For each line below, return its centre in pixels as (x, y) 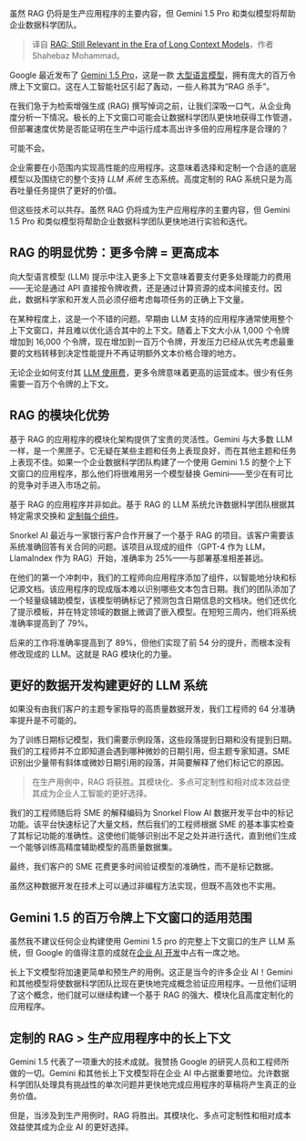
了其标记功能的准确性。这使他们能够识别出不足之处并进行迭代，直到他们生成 (153, 836)
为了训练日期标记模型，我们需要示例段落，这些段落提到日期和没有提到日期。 (153, 740)
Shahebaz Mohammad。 (78, 56)
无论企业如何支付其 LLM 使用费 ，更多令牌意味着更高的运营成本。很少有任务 (152, 372)
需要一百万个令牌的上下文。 (61, 384)
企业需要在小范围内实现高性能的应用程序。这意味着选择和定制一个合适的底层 (153, 168)
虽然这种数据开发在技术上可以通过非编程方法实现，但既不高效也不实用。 (145, 886)
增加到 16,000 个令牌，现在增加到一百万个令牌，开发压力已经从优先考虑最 (148, 342)
